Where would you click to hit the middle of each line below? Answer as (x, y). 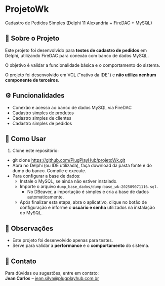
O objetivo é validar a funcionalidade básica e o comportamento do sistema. (83, 65)
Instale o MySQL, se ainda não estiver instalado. (68, 181)
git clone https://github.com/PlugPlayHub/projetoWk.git (69, 160)
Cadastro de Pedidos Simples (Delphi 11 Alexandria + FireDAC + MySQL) (79, 23)
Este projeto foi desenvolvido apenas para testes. (62, 240)
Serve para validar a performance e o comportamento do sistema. (81, 245)
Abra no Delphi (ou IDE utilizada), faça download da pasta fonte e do (82, 166)
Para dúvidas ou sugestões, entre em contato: (52, 273)
